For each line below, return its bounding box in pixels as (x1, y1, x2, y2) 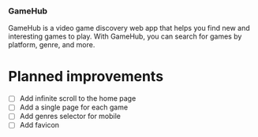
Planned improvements (8, 68, 164, 86)
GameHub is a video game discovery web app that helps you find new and (8, 24, 250, 33)
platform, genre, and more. (8, 40, 95, 50)
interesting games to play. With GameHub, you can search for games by (8, 31, 242, 41)
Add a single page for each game (19, 102, 129, 112)
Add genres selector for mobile (19, 112, 121, 121)
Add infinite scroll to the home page (19, 94, 136, 103)
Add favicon (19, 120, 60, 130)
